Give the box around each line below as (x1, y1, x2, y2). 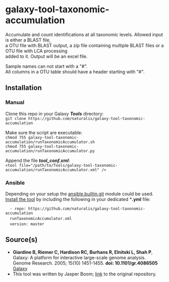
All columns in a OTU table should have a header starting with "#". (5, 68, 145, 75)
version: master (10, 221, 45, 227)
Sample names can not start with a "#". (5, 63, 88, 69)
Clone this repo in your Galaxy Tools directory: (5, 110, 104, 116)
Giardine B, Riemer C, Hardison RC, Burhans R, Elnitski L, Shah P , (12, 249, 153, 255)
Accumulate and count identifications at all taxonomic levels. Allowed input (5, 31, 163, 37)
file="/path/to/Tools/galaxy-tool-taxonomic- (18, 163, 118, 168)
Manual (5, 99, 25, 106)
